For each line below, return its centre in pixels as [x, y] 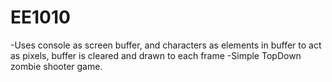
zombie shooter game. [56, 66]
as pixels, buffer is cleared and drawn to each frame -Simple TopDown [156, 55]
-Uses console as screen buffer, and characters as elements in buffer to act [166, 45]
